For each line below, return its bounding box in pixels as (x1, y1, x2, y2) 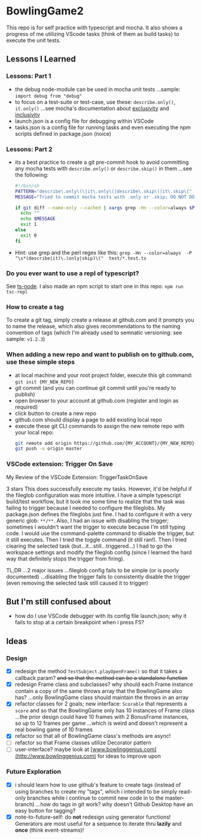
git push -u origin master (14, 446, 83, 452)
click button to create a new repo (14, 410, 97, 417)
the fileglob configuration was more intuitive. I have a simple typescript (6, 492, 181, 499)
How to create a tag (6, 303, 64, 311)
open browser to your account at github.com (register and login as (14, 396, 179, 404)
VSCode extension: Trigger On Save (6, 460, 114, 468)
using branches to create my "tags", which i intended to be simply (14, 788, 178, 795)
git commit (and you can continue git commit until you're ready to (14, 384, 176, 391)
